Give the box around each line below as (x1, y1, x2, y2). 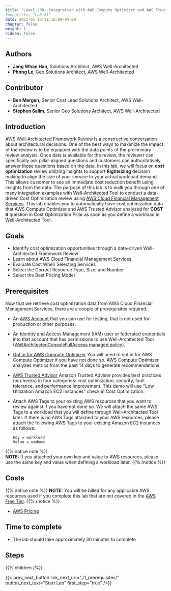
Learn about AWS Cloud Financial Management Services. (12, 256, 133, 262)
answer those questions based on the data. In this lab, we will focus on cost (5, 163, 164, 169)
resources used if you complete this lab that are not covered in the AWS (5, 492, 156, 499)
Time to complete (5, 523, 62, 532)
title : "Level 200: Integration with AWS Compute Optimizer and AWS (5, 7, 154, 13)
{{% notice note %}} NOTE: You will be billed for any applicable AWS (5, 487, 150, 493)
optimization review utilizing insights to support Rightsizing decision (5, 168, 150, 174)
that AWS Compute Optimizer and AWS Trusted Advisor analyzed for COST (5, 206, 163, 212)
